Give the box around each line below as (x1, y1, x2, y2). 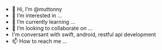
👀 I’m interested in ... (11, 12, 63, 19)
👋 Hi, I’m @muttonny (11, 6, 63, 12)
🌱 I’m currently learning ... (11, 18, 76, 25)
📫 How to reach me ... (11, 37, 67, 45)
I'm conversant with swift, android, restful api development (11, 31, 156, 38)
